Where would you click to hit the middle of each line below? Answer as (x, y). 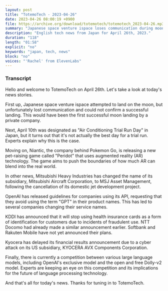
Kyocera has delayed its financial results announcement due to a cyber (78, 242)
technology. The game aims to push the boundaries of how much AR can (80, 161)
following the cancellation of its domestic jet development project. (73, 186)
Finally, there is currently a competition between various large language (79, 257)
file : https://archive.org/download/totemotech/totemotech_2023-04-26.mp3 (85, 24)
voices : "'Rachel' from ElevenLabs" (43, 61)
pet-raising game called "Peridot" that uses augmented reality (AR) (74, 155)
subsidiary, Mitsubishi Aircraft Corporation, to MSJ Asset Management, (78, 181)
